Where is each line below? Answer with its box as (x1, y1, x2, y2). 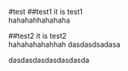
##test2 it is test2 (8, 31, 67, 40)
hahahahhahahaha (8, 15, 70, 25)
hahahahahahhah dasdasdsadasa (8, 40, 121, 49)
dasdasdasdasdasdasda (8, 56, 90, 65)
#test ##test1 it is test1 (8, 7, 83, 16)
